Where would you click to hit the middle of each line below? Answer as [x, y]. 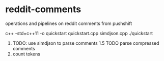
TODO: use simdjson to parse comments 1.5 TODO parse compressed [86, 43]
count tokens [26, 54]
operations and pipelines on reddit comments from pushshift [69, 23]
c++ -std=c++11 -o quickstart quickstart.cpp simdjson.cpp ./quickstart [79, 33]
